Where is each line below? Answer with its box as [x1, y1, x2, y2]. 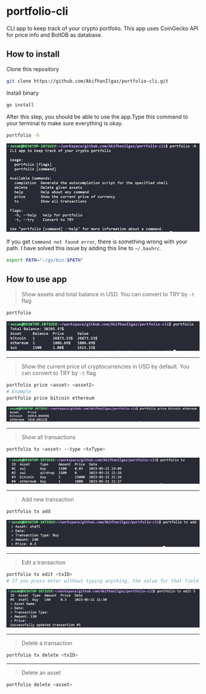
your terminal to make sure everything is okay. [6, 119, 123, 127]
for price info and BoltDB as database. [6, 31, 103, 38]
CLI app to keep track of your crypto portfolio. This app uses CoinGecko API [6, 25, 199, 32]
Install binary [6, 89, 39, 97]
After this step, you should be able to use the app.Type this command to [6, 112, 189, 120]
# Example [6, 388, 32, 395]
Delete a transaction [21, 639, 72, 647]
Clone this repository [6, 65, 59, 73]
